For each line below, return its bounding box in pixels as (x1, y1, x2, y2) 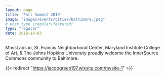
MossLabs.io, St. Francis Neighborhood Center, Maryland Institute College (5, 45, 160, 50)
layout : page (5, 7, 33, 13)
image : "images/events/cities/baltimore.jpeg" (5, 17, 105, 22)
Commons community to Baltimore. (5, 55, 79, 61)
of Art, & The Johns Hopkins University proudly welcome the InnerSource (5, 50, 158, 56)
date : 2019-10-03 (5, 31, 42, 36)
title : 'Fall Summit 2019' (5, 12, 62, 17)
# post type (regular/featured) (5, 21, 73, 27)
